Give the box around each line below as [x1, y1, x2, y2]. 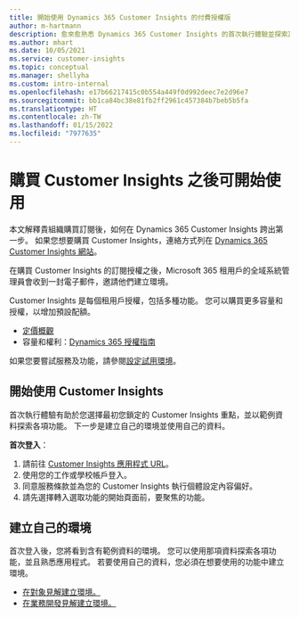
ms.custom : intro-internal [9, 79, 109, 88]
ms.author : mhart [9, 37, 74, 47]
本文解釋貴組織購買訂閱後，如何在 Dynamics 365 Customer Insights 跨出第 [9, 224, 284, 234]
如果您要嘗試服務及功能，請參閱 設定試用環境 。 [9, 355, 181, 366]
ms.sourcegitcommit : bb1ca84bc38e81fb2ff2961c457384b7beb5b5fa [9, 95, 249, 105]
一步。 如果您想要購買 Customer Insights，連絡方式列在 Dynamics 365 [9, 234, 269, 245]
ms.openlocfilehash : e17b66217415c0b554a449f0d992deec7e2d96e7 [9, 87, 249, 96]
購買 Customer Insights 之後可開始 [9, 170, 265, 191]
